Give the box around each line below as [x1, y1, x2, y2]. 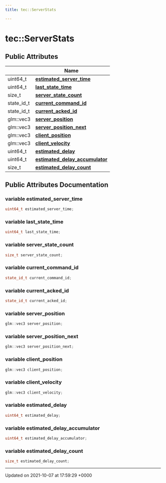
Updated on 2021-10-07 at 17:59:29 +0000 [5, 473, 92, 479]
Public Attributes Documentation [5, 181, 109, 189]
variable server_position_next [5, 333, 79, 340]
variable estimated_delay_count [5, 447, 83, 454]
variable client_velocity [5, 379, 62, 386]
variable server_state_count [5, 241, 74, 248]
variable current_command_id [5, 264, 79, 271]
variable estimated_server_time [5, 195, 83, 202]
